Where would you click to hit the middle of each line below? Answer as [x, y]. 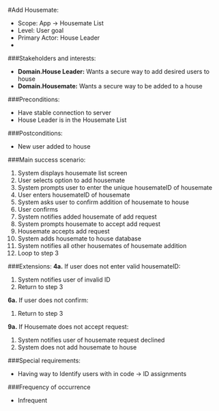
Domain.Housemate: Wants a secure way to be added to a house [110, 86]
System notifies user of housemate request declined [91, 340]
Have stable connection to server [64, 113]
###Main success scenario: [47, 160]
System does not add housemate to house [77, 347]
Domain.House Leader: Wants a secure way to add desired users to [114, 72]
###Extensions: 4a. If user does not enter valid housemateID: [94, 266]
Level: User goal [41, 30]
